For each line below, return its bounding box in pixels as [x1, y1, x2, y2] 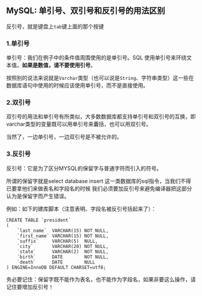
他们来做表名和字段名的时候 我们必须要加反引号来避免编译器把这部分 [22, 185, 192, 192]
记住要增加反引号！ [6, 283, 54, 290]
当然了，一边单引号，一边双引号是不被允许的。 [6, 133, 122, 140]
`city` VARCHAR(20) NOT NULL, [17, 243, 109, 249]
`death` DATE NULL [17, 259, 96, 265]
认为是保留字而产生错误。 [6, 192, 70, 199]
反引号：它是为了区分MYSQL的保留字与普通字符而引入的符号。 [6, 165, 162, 172]
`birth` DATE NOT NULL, [17, 254, 109, 260]
